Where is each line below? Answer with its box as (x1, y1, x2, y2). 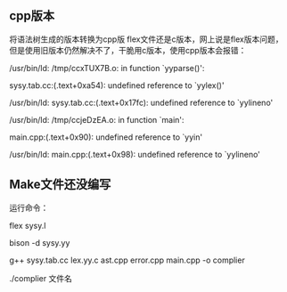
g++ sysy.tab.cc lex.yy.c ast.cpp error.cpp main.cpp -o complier (9, 255, 245, 265)
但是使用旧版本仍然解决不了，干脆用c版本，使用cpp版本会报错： (9, 45, 247, 55)
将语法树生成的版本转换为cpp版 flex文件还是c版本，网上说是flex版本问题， (9, 34, 283, 45)
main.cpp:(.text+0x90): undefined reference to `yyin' (9, 132, 203, 142)
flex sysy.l (9, 220, 46, 231)
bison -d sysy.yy (9, 237, 70, 247)
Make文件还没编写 (9, 177, 111, 192)
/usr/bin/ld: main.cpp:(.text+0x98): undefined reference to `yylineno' (9, 149, 261, 159)
